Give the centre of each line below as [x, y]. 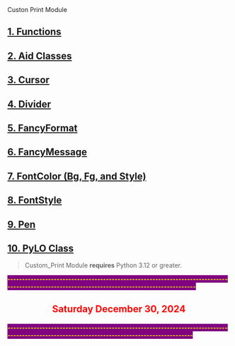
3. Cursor [28, 80]
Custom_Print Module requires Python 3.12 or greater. [103, 265]
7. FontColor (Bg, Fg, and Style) [77, 176]
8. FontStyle [35, 201]
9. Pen [22, 224]
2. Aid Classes [40, 56]
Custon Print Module [37, 10]
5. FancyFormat [42, 128]
